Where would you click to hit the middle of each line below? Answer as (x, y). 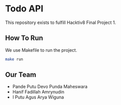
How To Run (24, 38)
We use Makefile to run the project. (41, 50)
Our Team (21, 75)
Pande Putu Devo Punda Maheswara (50, 87)
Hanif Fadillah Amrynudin (38, 92)
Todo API (24, 9)
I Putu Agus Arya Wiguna (38, 97)
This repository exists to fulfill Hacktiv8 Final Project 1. (60, 22)
